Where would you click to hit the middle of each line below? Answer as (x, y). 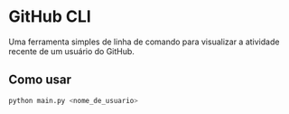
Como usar (40, 80)
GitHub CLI (50, 17)
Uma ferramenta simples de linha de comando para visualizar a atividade (144, 42)
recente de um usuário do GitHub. (71, 51)
